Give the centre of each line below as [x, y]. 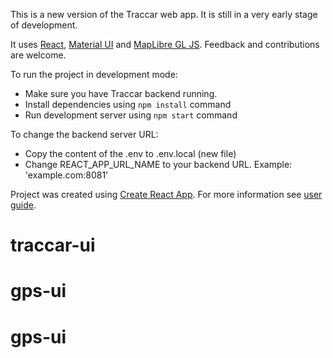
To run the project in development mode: [94, 74]
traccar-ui [53, 245]
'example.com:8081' [66, 175]
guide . [23, 205]
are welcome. [38, 55]
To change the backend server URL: [84, 134]
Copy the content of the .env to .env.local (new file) [130, 153]
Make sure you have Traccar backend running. [121, 93]
